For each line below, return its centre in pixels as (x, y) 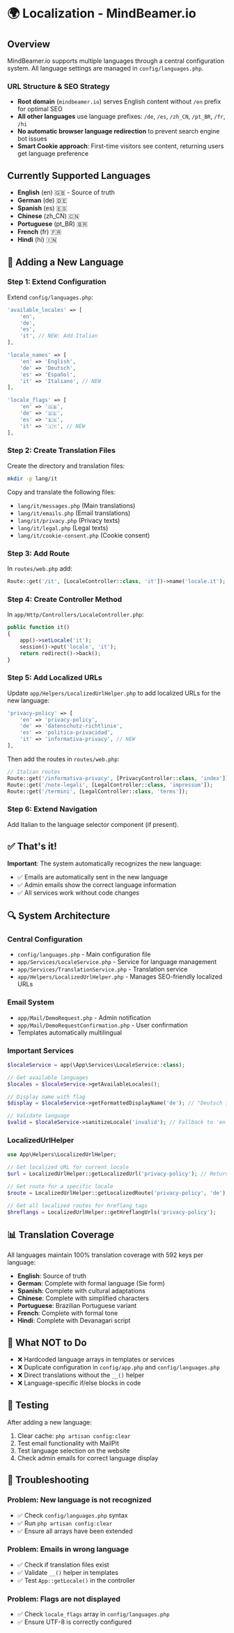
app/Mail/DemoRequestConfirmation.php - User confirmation (102, 1025)
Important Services (41, 1051)
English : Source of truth (52, 1276)
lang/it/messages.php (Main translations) (76, 505)
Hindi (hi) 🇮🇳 (37, 240)
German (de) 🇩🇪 (42, 201)
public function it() (39, 627)
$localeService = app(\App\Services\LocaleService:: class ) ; (96, 1065)
